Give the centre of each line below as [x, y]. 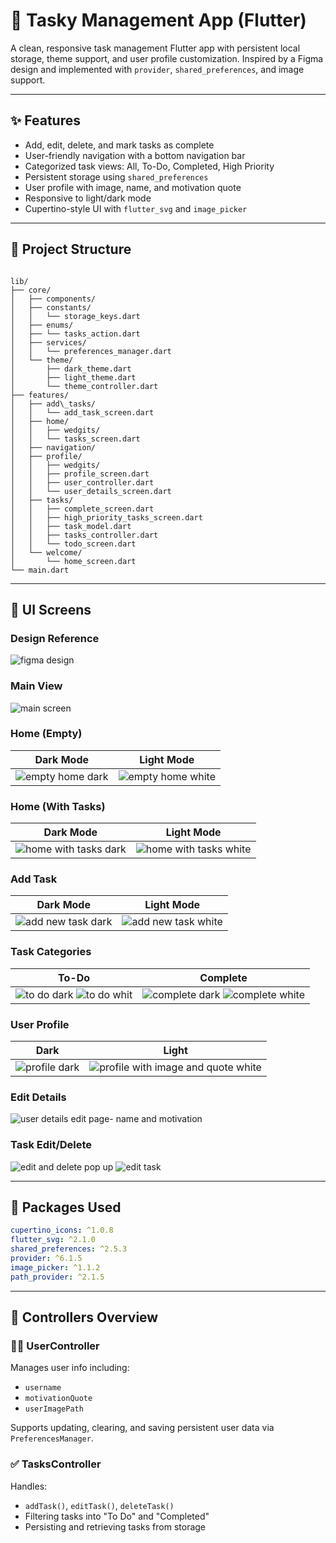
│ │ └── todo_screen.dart [73, 544]
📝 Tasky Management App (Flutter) [158, 20]
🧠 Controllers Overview [84, 1317]
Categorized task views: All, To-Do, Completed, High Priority [149, 166]
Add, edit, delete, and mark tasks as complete [119, 145]
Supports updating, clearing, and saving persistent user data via [142, 1428]
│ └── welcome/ [46, 552]
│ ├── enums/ [42, 325]
